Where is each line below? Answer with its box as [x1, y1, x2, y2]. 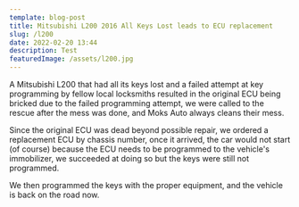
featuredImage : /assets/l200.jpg [9, 54, 134, 63]
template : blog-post [9, 12, 87, 22]
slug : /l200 [9, 29, 54, 38]
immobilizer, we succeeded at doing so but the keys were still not [9, 153, 250, 163]
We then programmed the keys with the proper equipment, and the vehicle [9, 180, 284, 190]
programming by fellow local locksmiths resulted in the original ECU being [9, 88, 281, 99]
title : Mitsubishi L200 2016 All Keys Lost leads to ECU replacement [9, 21, 274, 30]
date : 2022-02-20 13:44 [9, 37, 98, 47]
